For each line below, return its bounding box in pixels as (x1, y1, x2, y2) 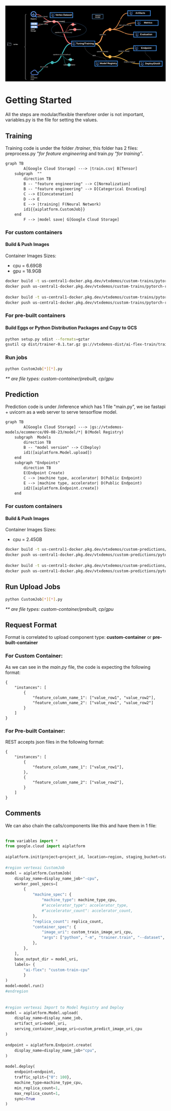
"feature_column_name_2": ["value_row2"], (32, 780, 124, 785)
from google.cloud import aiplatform (5, 844, 85, 849)
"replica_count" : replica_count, (32, 919, 103, 924)
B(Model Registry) (84, 430, 124, 435)
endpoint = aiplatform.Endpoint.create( (5, 1042, 93, 1047)
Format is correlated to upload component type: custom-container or (5, 634, 152, 640)
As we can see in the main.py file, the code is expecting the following (5, 664, 151, 670)
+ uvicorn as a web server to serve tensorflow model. (5, 409, 118, 415)
